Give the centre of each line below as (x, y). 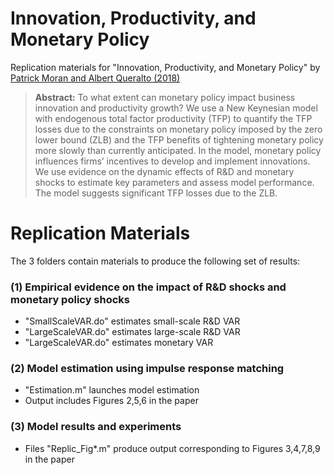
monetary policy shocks (70, 299)
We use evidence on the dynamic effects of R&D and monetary (164, 171)
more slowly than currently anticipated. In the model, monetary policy (178, 150)
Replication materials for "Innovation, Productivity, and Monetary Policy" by (165, 67)
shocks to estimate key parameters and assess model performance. (174, 182)
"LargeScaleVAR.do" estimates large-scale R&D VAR (132, 332)
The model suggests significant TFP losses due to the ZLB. (156, 193)
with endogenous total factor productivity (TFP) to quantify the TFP (173, 118)
